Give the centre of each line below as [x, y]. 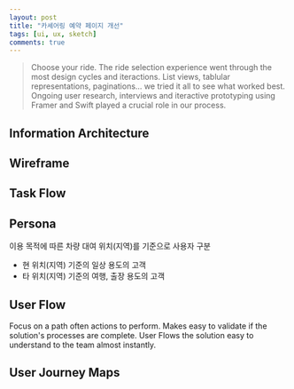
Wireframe [39, 164]
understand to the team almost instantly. [83, 345]
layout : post [33, 17]
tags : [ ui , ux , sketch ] [53, 34]
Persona [33, 223]
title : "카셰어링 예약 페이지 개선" [66, 26]
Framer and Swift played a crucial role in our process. [128, 105]
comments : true [37, 42]
